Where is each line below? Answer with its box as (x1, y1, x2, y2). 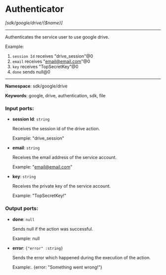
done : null (12, 216, 35, 222)
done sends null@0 (12, 69, 50, 75)
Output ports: (5, 205, 39, 212)
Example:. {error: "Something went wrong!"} (12, 264, 103, 270)
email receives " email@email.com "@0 (12, 58, 90, 64)
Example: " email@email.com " (12, 164, 73, 170)
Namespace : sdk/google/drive (5, 83, 68, 89)
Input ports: (5, 105, 34, 112)
